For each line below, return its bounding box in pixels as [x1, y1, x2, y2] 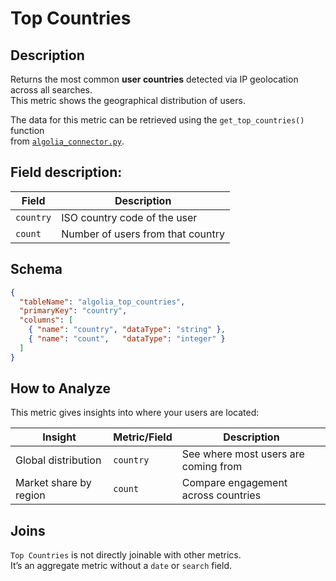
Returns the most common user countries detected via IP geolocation [10, 73, 299, 85]
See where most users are [181, 447, 305, 461]
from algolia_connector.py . [10, 135, 125, 147]
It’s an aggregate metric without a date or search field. [10, 560, 232, 572]
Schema [10, 261, 63, 278]
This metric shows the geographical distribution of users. [10, 95, 246, 106]
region [15, 488, 46, 502]
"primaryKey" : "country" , [19, 306, 128, 316]
